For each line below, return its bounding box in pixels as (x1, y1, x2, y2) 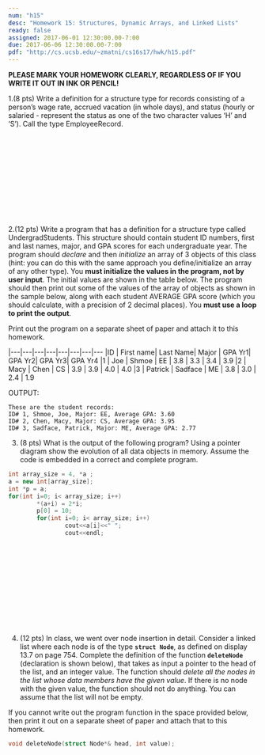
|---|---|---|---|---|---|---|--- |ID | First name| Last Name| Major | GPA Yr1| (8, 347, 252, 357)
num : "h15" (8, 11, 44, 20)
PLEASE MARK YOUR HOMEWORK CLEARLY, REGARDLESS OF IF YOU (8, 70, 241, 79)
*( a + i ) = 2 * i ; (36, 499, 83, 507)
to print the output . (8, 309, 72, 317)
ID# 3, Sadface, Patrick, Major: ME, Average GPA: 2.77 (8, 424, 196, 432)
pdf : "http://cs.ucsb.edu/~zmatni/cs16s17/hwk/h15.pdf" (8, 48, 196, 56)
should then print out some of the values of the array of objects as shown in (8, 283, 256, 293)
